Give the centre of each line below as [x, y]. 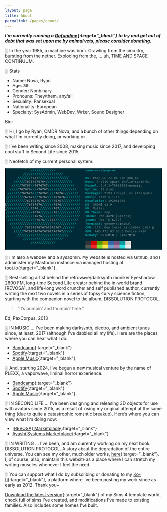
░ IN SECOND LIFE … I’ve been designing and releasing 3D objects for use [82, 403]
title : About [19, 16]
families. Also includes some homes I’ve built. [52, 505]
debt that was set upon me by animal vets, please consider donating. [78, 41]
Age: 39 [20, 86]
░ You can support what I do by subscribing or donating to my [69, 474]
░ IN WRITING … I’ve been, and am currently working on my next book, [78, 443]
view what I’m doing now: [31, 419]
